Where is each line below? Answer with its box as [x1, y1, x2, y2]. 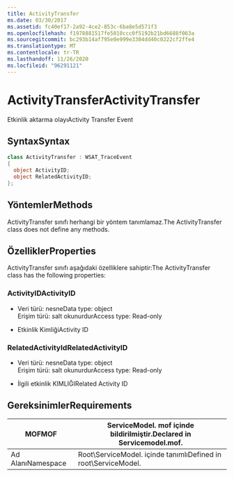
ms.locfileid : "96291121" [7, 62, 82, 69]
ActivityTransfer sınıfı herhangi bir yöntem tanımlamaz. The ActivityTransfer [7, 218, 222, 226]
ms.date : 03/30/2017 [7, 17, 68, 24]
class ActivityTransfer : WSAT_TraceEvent [7, 154, 132, 161]
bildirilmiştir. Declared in [110, 429, 192, 439]
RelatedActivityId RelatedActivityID [7, 342, 128, 352]
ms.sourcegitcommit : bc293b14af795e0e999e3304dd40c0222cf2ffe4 [7, 36, 195, 43]
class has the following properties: [7, 271, 106, 280]
